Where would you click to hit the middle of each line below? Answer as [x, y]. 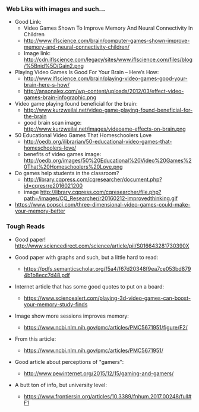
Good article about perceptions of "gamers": [69, 362]
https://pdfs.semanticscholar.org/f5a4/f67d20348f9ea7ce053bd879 [107, 268]
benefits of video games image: [62, 154]
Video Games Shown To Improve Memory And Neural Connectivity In [108, 28]
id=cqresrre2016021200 [53, 186]
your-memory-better [40, 211]
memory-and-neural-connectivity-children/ [76, 47]
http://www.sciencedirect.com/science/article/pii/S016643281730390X [102, 246]
